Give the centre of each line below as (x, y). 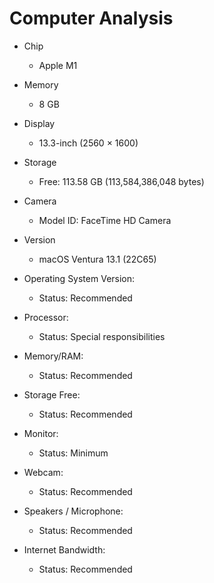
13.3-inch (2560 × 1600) (88, 143)
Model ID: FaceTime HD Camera (105, 220)
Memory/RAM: (53, 356)
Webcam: (43, 472)
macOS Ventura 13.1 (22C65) (97, 259)
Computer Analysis (91, 18)
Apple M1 (58, 65)
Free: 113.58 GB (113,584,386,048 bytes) (121, 181)
